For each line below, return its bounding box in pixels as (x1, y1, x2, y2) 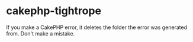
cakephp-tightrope (6, 4, 102, 18)
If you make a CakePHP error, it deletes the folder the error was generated (6, 24, 188, 31)
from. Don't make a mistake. (6, 30, 75, 37)
